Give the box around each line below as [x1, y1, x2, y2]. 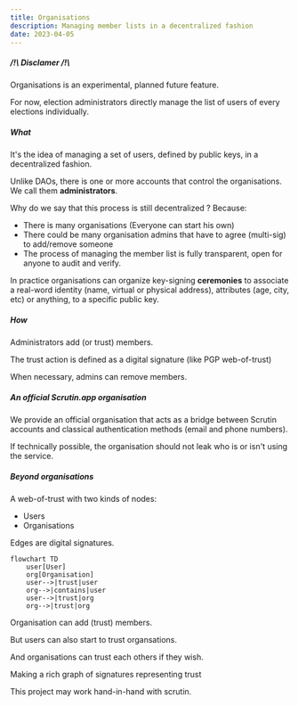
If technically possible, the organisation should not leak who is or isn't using [10, 441, 288, 452]
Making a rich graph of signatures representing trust [10, 669, 202, 680]
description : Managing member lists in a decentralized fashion [10, 21, 254, 30]
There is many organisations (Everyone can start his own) [22, 220, 235, 231]
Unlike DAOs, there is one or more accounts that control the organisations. [10, 176, 283, 187]
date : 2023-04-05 [10, 29, 75, 38]
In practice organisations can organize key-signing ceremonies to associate [10, 275, 289, 286]
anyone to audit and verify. [22, 258, 122, 268]
